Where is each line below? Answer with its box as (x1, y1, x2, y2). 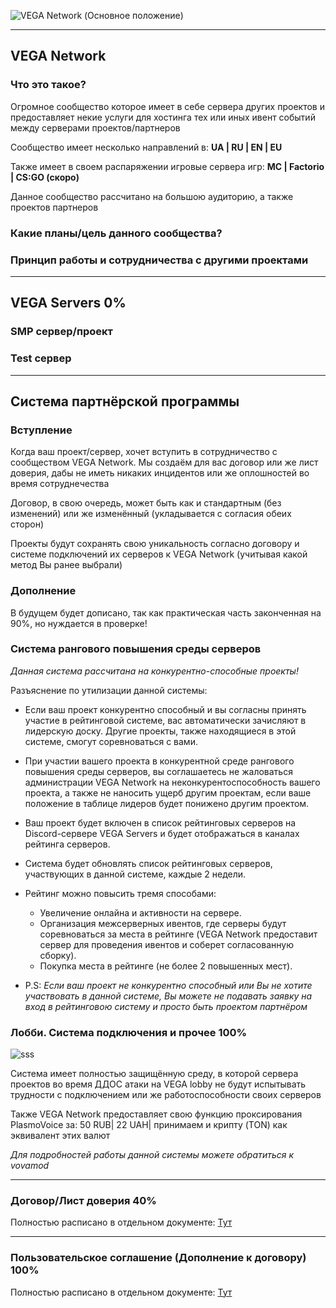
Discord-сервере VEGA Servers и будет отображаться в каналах (24, 827, 300, 839)
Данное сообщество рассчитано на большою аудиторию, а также (10, 190, 294, 202)
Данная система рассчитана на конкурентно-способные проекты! (10, 665, 299, 677)
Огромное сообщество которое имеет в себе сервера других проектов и (10, 100, 325, 112)
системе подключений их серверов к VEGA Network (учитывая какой (10, 548, 308, 560)
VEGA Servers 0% (10, 295, 127, 312)
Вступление (10, 423, 73, 437)
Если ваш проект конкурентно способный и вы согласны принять (24, 703, 307, 715)
